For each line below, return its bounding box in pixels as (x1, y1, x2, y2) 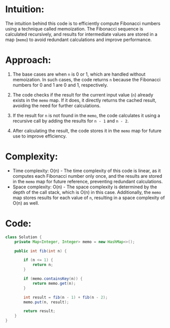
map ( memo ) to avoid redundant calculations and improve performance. (5, 37, 152, 43)
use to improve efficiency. (12, 133, 67, 139)
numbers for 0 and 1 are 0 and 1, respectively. (12, 82, 108, 88)
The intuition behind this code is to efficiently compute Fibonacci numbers (5, 20, 161, 26)
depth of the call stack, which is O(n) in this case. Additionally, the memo (12, 189, 161, 195)
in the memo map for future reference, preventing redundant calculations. (12, 178, 163, 184)
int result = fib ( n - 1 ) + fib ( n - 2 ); (23, 294, 108, 300)
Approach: (5, 54, 51, 66)
